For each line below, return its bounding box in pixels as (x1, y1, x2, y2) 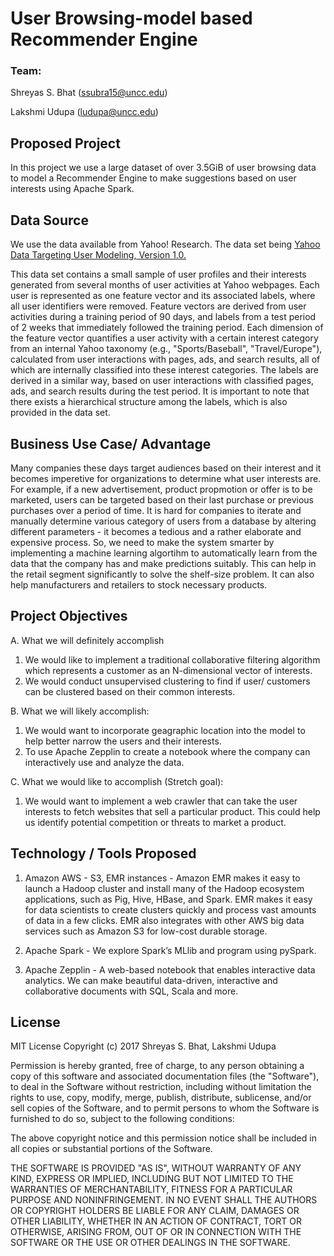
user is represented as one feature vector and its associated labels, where (10, 290, 316, 302)
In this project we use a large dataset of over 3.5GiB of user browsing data (10, 162, 317, 174)
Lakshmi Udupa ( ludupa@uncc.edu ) (10, 106, 159, 118)
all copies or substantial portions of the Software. (10, 1143, 213, 1155)
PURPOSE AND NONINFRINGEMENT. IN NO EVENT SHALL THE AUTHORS (10, 1194, 318, 1206)
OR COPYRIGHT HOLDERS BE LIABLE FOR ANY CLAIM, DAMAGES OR (10, 1205, 300, 1217)
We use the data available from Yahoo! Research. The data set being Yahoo (10, 238, 321, 251)
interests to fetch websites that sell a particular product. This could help (24, 805, 321, 817)
